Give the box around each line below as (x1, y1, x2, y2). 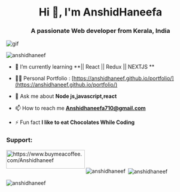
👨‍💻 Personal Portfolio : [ (14, 75, 74, 82)
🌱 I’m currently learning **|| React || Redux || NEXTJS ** (14, 63, 155, 70)
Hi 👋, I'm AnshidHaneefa (38, 5, 163, 19)
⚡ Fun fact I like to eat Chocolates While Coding (14, 119, 135, 126)
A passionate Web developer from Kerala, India (30, 27, 170, 35)
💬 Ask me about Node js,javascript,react (14, 92, 117, 100)
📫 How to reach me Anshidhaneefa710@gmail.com (14, 104, 146, 112)
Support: (6, 136, 33, 144)
